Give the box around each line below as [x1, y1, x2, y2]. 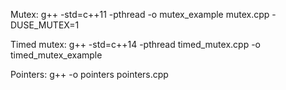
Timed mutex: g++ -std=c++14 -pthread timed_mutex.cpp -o [10, 39, 261, 50]
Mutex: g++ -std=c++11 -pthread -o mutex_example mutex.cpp [10, 9, 270, 20]
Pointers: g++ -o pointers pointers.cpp [10, 69, 169, 80]
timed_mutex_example [10, 49, 103, 61]
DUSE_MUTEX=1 [10, 19, 80, 31]
